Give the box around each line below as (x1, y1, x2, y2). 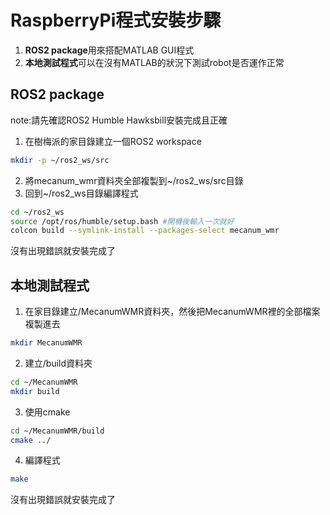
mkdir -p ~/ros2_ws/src (10, 155, 110, 165)
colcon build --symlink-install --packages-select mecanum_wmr (10, 226, 280, 236)
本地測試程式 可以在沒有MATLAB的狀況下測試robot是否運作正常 (24, 56, 285, 68)
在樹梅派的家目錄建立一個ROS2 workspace (24, 135, 202, 147)
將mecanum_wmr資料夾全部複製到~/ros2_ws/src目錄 (24, 174, 244, 186)
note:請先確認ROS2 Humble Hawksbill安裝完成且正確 (10, 114, 228, 126)
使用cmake (24, 406, 71, 418)
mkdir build (10, 386, 60, 396)
